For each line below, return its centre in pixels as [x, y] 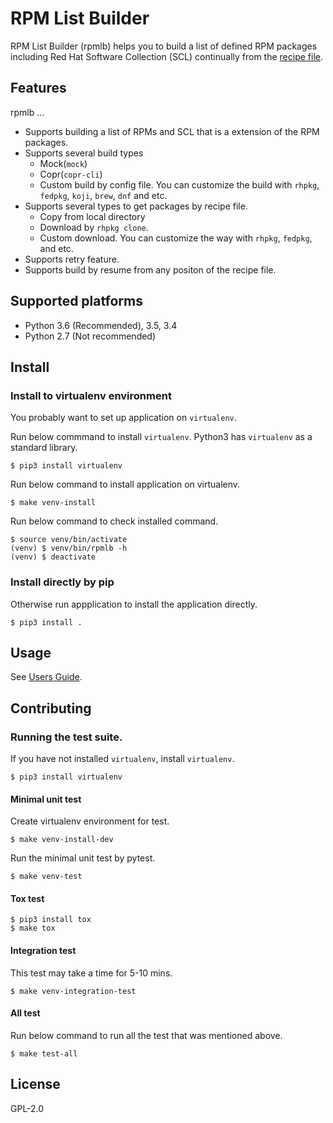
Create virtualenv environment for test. [90, 821]
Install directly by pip [62, 582]
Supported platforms [76, 301]
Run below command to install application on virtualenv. [125, 484]
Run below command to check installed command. [114, 521]
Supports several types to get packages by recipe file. [136, 206]
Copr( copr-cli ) [71, 174]
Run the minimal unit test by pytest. [83, 858]
